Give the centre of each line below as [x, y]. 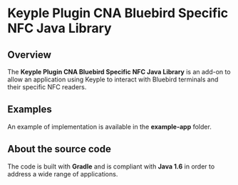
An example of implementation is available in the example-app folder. [109, 126]
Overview [30, 55]
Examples [30, 110]
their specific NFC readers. [47, 87]
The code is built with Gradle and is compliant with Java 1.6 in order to [111, 166]
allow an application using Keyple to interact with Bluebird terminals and [113, 79]
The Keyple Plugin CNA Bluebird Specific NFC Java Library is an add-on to [119, 72]
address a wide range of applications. [63, 174]
